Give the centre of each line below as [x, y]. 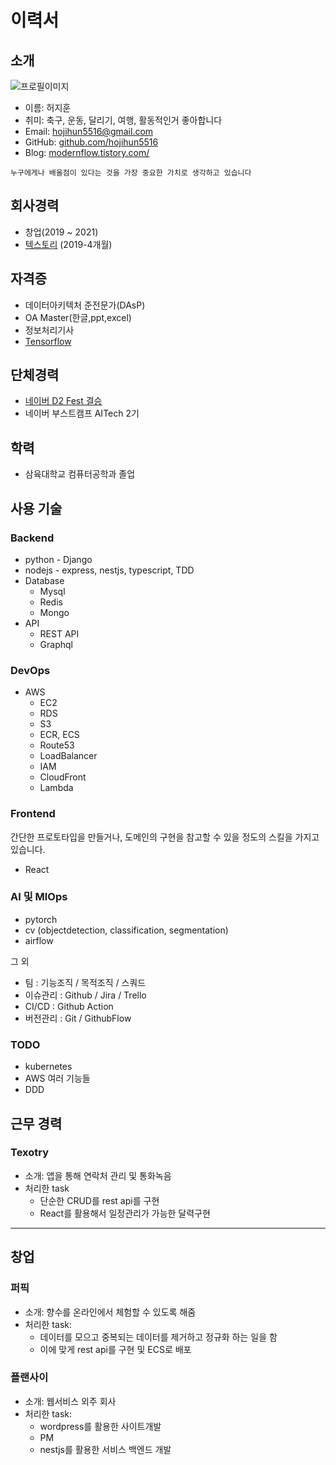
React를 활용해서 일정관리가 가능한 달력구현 [125, 1213]
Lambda [56, 788]
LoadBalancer [68, 756]
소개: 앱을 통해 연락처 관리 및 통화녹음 [98, 1175]
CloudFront [63, 777]
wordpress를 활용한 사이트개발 [100, 1426]
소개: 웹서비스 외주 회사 [70, 1401]
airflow [39, 940]
